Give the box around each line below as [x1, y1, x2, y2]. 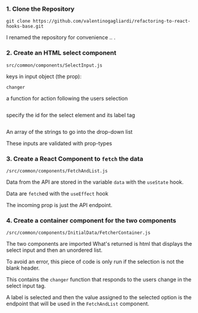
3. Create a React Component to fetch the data [6, 154, 144, 162]
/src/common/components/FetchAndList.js [6, 168, 109, 174]
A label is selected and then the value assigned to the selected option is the [6, 294, 192, 301]
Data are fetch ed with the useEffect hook [6, 190, 109, 197]
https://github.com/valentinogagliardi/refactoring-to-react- [32, 18, 191, 24]
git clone [6, 18, 31, 24]
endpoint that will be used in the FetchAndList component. [6, 300, 150, 308]
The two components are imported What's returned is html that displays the [6, 240, 193, 248]
